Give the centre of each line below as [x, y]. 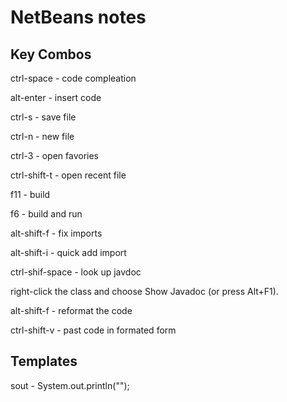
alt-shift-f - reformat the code [71, 310]
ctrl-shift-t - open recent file [68, 175]
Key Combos [51, 54]
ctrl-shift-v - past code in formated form [93, 330]
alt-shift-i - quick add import [68, 252]
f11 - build [30, 194]
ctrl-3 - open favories [54, 155]
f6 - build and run [46, 214]
